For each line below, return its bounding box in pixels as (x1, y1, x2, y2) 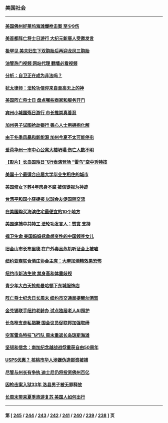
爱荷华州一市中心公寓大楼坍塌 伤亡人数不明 (5, 146, 94, 153)
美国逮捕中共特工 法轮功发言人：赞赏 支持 (5, 221, 91, 227)
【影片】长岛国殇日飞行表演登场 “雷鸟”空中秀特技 (5, 159, 107, 165)
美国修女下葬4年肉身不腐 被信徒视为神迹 (5, 184, 88, 190)
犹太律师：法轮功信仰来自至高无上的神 (5, 85, 84, 91)
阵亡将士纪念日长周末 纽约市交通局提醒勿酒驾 (5, 295, 98, 301)
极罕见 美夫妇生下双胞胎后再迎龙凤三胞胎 (5, 48, 90, 54)
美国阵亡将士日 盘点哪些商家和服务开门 (5, 97, 85, 103)
